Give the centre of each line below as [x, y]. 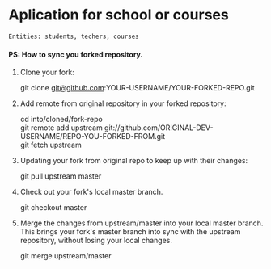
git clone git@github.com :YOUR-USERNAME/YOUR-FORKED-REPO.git [137, 88]
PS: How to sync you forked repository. [76, 54]
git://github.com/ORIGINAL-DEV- [159, 128]
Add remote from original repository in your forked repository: [123, 103]
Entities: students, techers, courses [74, 36]
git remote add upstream [61, 128]
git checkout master [53, 208]
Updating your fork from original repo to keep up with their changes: [134, 161]
